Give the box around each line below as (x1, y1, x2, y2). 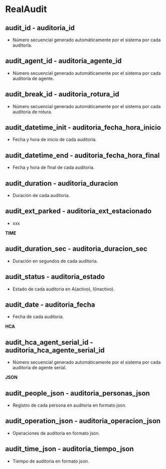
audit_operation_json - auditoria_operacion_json (5, 417, 161, 425)
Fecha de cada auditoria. (12, 314, 64, 320)
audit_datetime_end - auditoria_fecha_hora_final (5, 151, 160, 159)
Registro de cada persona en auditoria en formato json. (12, 402, 127, 408)
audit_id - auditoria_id (5, 24, 75, 32)
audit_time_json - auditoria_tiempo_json (5, 445, 134, 453)
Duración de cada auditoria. (12, 193, 70, 199)
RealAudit (5, 4, 47, 15)
